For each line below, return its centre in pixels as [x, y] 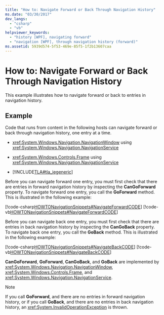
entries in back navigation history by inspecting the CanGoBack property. [80, 227]
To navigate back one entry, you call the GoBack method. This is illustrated [82, 232]
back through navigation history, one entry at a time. [59, 133]
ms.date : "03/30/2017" [28, 14]
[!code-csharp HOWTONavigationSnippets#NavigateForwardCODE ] [74, 207]
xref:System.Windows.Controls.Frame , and [49, 273]
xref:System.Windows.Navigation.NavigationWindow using [72, 142]
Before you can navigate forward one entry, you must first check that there [81, 182]
